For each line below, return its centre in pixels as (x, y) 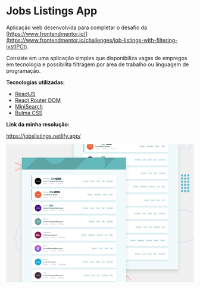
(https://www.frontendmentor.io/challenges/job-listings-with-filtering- (92, 40)
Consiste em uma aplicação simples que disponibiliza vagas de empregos (97, 58)
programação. (24, 70)
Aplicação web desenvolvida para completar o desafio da (77, 27)
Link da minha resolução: (38, 124)
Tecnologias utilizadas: (36, 82)
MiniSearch (29, 106)
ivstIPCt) (17, 47)
